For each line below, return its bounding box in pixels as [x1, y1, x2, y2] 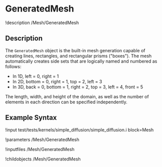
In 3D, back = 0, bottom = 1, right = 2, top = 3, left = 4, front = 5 [12, 84, 143, 90]
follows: [5, 63, 22, 69]
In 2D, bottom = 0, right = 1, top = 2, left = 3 [12, 78, 102, 84]
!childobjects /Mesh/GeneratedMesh [5, 156, 81, 162]
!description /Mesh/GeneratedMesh [5, 20, 79, 26]
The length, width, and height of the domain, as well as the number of [5, 93, 149, 99]
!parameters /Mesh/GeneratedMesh [5, 136, 79, 142]
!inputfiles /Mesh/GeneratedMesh [5, 146, 75, 152]
